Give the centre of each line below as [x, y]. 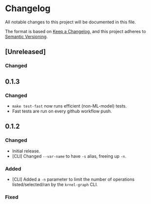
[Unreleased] [26, 52]
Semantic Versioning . [26, 37]
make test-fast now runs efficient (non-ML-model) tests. [69, 106]
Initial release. [26, 151]
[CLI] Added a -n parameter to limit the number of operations [73, 179]
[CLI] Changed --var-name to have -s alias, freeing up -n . [69, 156]
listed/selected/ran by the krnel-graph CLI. [55, 184]
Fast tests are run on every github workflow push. [62, 111]
